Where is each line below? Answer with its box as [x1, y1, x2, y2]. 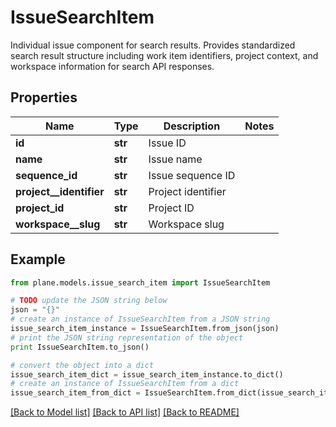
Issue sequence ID [148, 168, 236, 182]
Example [10, 251, 66, 268]
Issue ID [148, 136, 187, 150]
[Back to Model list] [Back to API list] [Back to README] [10, 406, 240, 418]
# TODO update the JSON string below [10, 296, 168, 306]
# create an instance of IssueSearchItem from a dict [10, 379, 240, 389]
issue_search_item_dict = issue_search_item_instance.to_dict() [10, 369, 284, 380]
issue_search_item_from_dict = [10, 388, 141, 398]
